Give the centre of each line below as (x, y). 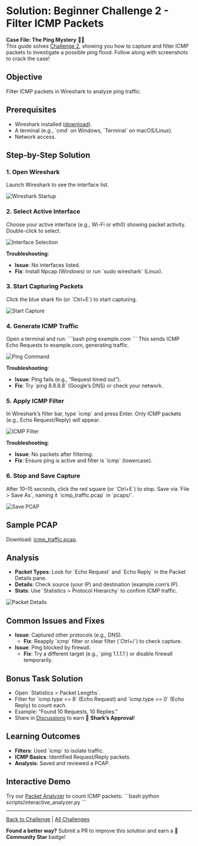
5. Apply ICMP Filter (35, 401)
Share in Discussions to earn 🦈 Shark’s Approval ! (75, 717)
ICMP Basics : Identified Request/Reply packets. (73, 757)
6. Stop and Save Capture (43, 476)
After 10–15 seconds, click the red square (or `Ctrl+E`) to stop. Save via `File (98, 488)
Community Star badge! (36, 837)
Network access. (35, 136)
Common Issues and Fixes (55, 621)
